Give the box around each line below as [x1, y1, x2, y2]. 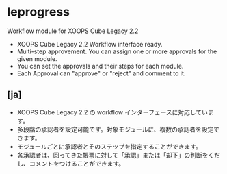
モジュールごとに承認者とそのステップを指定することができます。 [16, 142, 202, 151]
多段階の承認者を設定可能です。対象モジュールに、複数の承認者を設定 [16, 125, 214, 134]
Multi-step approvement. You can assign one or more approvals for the [16, 47, 217, 55]
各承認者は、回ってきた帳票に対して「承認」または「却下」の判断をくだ [16, 151, 221, 159]
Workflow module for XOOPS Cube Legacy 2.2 [7, 27, 139, 35]
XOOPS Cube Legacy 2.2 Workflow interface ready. [16, 40, 163, 48]
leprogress [7, 4, 70, 20]
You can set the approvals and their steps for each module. [16, 62, 184, 70]
